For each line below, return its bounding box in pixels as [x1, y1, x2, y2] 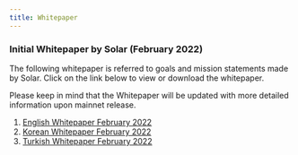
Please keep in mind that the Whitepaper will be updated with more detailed [9, 90, 289, 100]
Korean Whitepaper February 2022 [22, 126, 152, 137]
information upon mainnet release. [9, 99, 136, 110]
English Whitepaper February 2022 [22, 116, 153, 127]
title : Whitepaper [9, 13, 78, 22]
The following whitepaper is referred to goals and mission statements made [9, 63, 289, 73]
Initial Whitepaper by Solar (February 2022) [9, 42, 204, 55]
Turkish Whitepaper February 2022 [22, 135, 153, 146]
